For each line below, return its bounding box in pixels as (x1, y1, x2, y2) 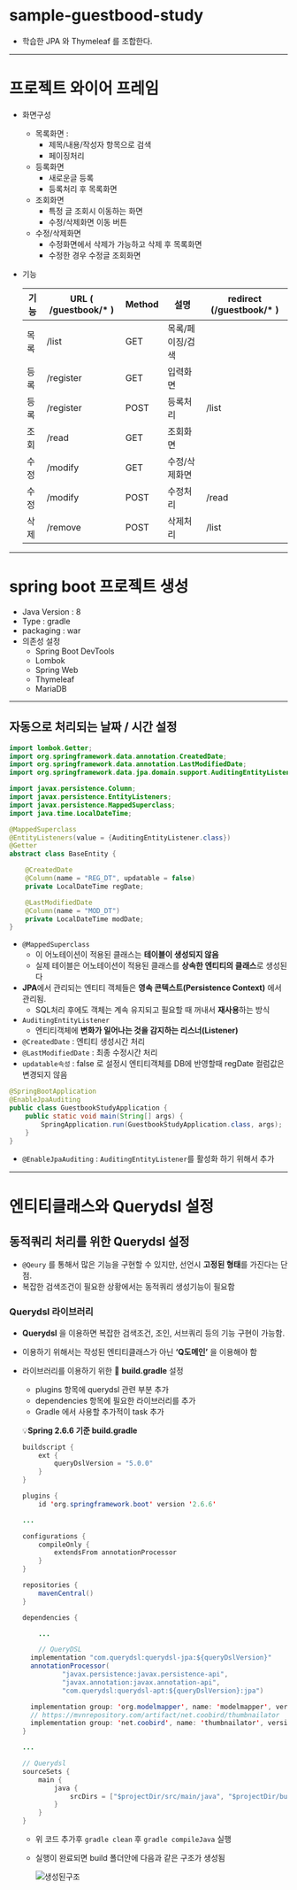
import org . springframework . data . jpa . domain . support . (9, 768, 212, 778)
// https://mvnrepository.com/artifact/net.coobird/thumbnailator (30, 1710, 280, 1719)
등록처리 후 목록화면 (48, 183, 118, 194)
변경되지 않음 (21, 1069, 68, 1081)
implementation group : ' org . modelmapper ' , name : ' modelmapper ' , (30, 1702, 272, 1711)
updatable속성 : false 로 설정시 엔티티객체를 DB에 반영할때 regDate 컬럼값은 (21, 1058, 285, 1069)
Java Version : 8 (21, 606, 81, 616)
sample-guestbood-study (9, 5, 204, 26)
